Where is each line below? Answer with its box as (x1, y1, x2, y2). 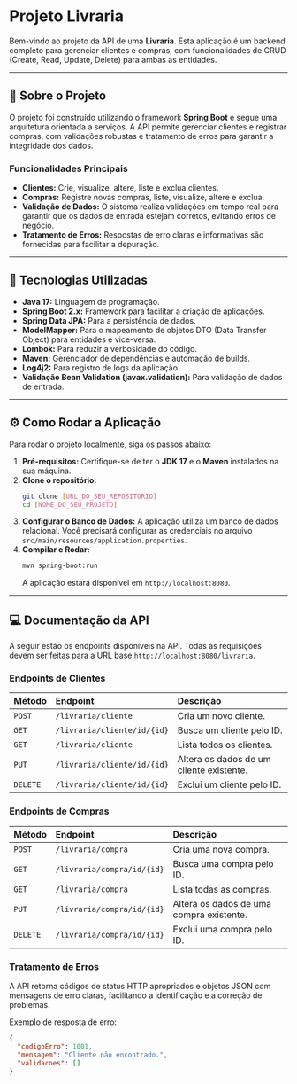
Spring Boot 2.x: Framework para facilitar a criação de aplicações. (21, 306, 265, 316)
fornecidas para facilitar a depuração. (21, 239, 160, 250)
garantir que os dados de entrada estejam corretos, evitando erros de (21, 211, 277, 222)
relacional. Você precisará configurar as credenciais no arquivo (21, 526, 253, 536)
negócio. (21, 220, 55, 231)
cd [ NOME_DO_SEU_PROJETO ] (21, 500, 118, 509)
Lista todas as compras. (172, 883, 272, 895)
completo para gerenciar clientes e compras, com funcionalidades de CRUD (9, 44, 286, 55)
